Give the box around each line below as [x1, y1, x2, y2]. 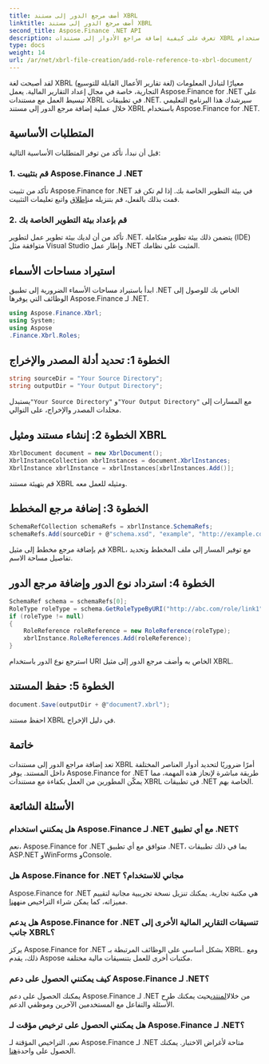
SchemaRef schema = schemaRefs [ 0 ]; [9, 597, 128, 605]
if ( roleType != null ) [9, 612, 85, 620]
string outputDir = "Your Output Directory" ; [9, 382, 163, 390]
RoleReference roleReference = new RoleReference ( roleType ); [23, 627, 231, 635]
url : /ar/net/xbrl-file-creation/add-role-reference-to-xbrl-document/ [9, 57, 252, 65]
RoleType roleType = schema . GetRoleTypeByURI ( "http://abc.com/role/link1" [9, 604, 263, 613]
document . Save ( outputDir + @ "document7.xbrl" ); [9, 700, 171, 709]
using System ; [9, 316, 57, 324]
